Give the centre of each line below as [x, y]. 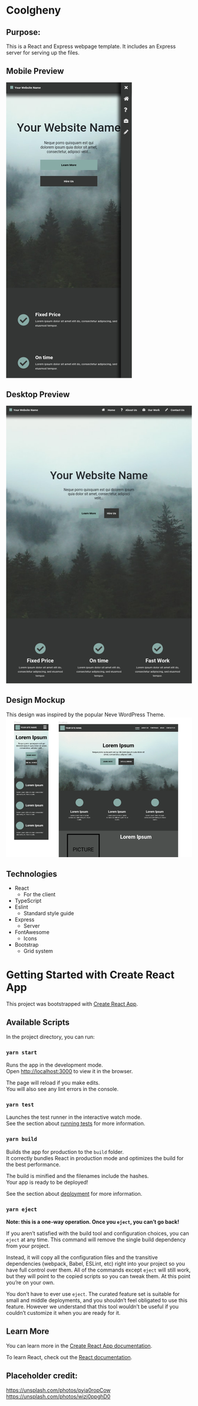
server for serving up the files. [43, 53]
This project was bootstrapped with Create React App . [72, 1003]
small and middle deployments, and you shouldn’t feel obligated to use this [97, 1300]
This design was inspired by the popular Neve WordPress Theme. [86, 715]
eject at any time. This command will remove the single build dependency [96, 1239]
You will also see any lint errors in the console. [62, 1089]
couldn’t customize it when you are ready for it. [63, 1312]
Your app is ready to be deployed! [47, 1182]
